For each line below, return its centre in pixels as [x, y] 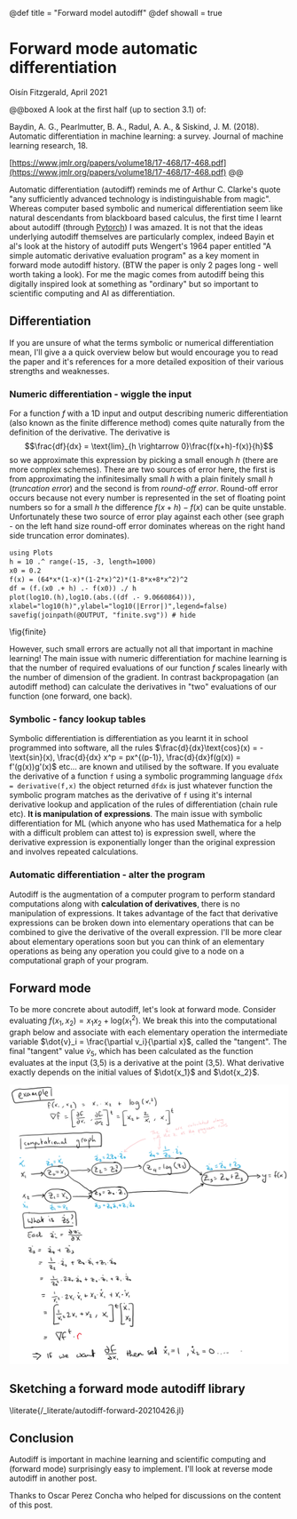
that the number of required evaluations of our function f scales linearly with [148, 668]
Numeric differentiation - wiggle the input [101, 394]
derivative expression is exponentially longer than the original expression [142, 843]
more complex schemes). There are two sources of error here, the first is [142, 469]
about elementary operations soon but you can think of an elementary [137, 941]
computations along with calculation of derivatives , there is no [125, 903]
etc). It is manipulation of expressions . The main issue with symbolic [136, 814]
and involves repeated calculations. [74, 851]
